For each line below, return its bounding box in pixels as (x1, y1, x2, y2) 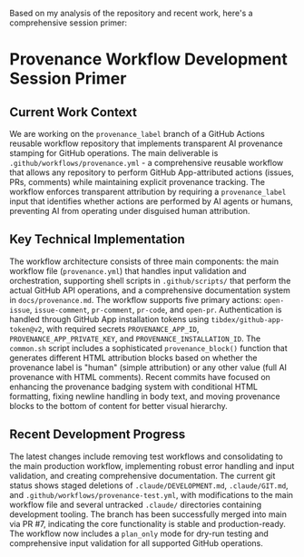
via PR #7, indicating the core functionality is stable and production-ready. (9, 518, 286, 529)
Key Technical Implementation (9, 231, 186, 248)
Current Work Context (9, 104, 138, 120)
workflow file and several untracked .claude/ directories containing (9, 499, 261, 510)
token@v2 (9, 325, 43, 334)
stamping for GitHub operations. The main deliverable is (9, 148, 219, 158)
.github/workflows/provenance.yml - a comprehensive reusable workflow (9, 158, 284, 168)
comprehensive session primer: (9, 17, 128, 28)
